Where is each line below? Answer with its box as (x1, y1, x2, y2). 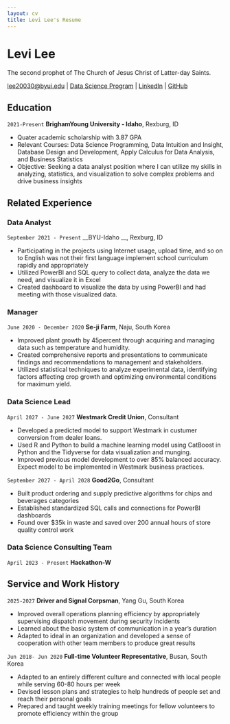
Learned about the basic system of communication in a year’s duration (16, 624, 217, 632)
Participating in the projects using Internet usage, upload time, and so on (16, 246, 223, 255)
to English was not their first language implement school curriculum (16, 253, 208, 261)
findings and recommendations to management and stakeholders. (16, 358, 204, 366)
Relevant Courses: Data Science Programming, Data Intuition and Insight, (16, 141, 224, 149)
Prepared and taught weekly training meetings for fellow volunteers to (16, 701, 215, 710)
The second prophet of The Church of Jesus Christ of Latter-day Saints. (7, 69, 211, 77)
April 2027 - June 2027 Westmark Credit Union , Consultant (7, 412, 179, 421)
